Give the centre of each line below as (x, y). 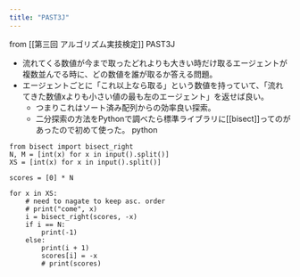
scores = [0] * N (42, 178)
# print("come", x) (62, 209)
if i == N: (46, 224)
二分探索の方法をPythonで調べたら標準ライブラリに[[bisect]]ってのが (163, 118)
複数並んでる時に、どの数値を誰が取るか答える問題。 (120, 74)
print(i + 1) (66, 248)
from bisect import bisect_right (71, 147)
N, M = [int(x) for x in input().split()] (89, 154)
